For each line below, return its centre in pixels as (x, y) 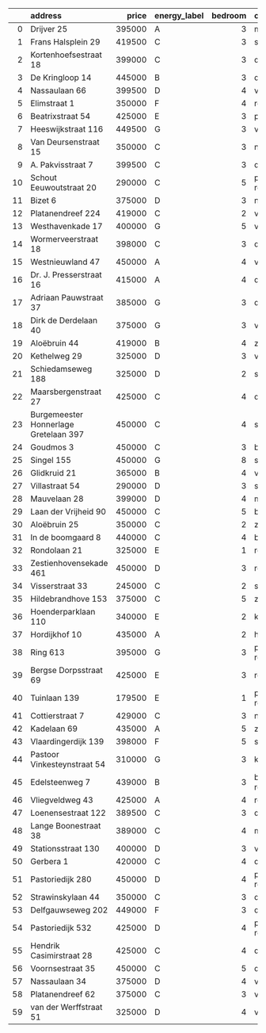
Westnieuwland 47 (65, 262)
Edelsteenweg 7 (61, 782)
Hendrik (46, 945)
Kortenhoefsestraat (66, 55)
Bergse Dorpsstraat (66, 670)
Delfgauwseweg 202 (69, 910)
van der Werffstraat (66, 1007)
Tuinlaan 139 (55, 698)
